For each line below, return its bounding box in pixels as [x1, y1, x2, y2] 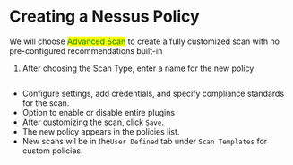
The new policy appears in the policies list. [22, 126, 180, 136]
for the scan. [22, 97, 70, 109]
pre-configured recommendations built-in [9, 45, 163, 56]
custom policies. [22, 145, 83, 156]
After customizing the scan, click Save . [22, 117, 164, 127]
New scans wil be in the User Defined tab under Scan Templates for [22, 135, 268, 146]
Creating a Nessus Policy [9, 6, 200, 27]
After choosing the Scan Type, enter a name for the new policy [22, 63, 254, 74]
